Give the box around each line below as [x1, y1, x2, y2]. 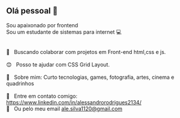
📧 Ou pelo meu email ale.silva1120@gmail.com [6, 105, 123, 112]
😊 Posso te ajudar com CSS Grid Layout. [6, 60, 110, 68]
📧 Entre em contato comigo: [6, 93, 77, 100]
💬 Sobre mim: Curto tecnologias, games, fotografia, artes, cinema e [6, 74, 175, 81]
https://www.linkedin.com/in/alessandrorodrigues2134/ [6, 98, 142, 106]
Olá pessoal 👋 [6, 6, 58, 16]
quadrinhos [6, 79, 35, 87]
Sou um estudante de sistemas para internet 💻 [6, 28, 122, 36]
